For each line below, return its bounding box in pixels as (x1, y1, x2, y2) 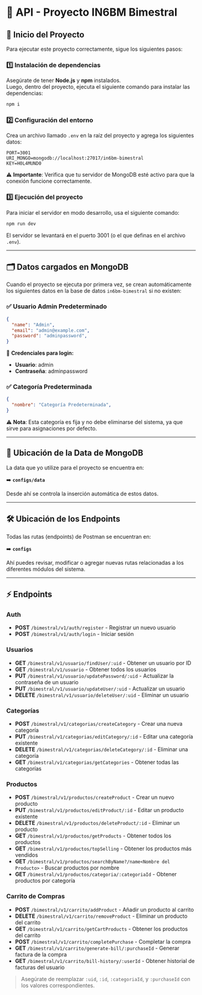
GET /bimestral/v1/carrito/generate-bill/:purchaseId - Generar (14, 944, 180, 952)
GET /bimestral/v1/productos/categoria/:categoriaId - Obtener (14, 871, 177, 878)
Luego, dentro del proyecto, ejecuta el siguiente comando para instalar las (6, 83, 191, 91)
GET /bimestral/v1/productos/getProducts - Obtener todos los (14, 832, 171, 839)
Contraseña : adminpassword (14, 367, 88, 375)
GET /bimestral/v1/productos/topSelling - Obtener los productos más (14, 845, 192, 853)
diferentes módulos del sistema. (6, 565, 85, 573)
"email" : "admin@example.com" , (11, 327, 90, 334)
